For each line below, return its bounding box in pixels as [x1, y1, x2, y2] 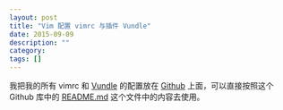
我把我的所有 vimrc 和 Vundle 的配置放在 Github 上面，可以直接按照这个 [9, 80, 275, 90]
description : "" [9, 38, 70, 47]
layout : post [9, 13, 58, 22]
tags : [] [9, 55, 42, 63]
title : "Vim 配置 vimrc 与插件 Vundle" [9, 21, 151, 30]
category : [9, 47, 47, 55]
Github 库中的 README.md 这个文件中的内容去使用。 [9, 91, 205, 102]
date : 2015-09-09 [9, 30, 74, 38]
